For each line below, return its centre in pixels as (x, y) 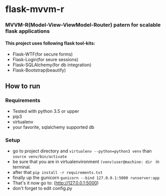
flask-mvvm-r (35, 9)
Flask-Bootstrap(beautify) (39, 70)
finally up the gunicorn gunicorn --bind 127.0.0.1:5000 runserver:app (86, 178)
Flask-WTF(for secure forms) (43, 54)
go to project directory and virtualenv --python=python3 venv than (82, 151)
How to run (23, 86)
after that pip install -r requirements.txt (58, 172)
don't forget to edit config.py (42, 188)
